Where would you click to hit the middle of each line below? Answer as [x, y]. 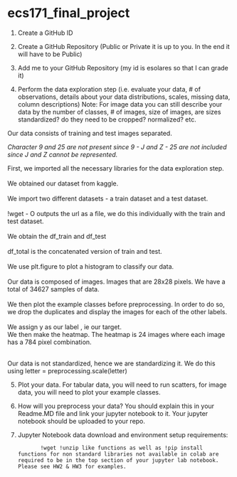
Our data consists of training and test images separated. [90, 133]
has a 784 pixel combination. [49, 342]
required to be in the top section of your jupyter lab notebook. [118, 460]
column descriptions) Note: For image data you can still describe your [120, 104]
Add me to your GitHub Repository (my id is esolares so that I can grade [123, 68]
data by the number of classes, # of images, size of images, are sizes [119, 112]
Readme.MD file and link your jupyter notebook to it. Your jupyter [113, 413]
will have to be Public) [50, 54]
